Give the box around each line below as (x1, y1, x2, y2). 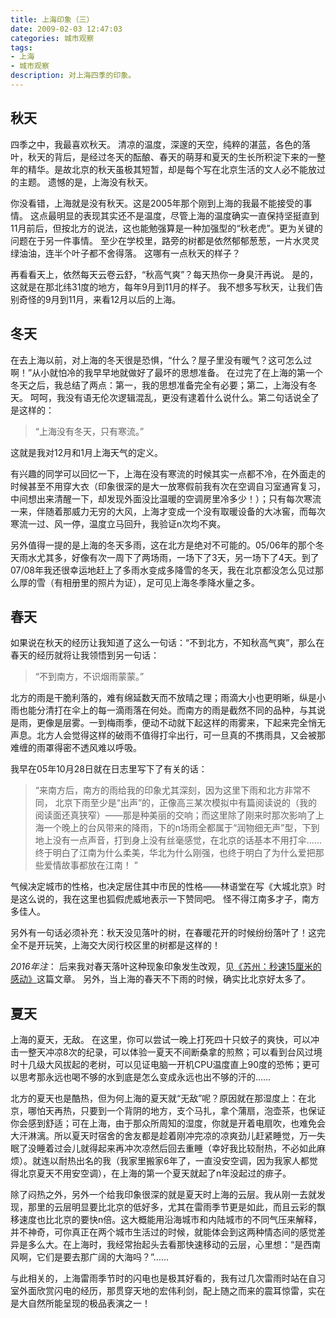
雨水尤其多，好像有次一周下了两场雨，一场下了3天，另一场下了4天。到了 (18, 551, 320, 563)
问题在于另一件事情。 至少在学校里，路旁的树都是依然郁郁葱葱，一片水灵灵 (10, 234, 320, 246)
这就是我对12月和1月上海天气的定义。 (10, 446, 163, 458)
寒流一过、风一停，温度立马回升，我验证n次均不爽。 (10, 517, 227, 530)
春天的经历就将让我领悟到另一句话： (10, 649, 160, 661)
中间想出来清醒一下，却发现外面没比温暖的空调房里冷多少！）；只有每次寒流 (10, 492, 322, 505)
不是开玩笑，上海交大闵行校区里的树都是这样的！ (18, 939, 221, 951)
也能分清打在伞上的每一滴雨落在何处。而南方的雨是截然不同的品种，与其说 (18, 704, 326, 716)
